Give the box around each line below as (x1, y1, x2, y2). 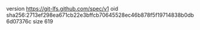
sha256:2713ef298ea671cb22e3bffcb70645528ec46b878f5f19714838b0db (6, 11, 195, 19)
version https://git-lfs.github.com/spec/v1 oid (6, 5, 119, 12)
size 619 (33, 18, 53, 25)
